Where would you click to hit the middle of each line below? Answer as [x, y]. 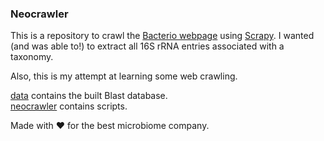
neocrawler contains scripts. [69, 106]
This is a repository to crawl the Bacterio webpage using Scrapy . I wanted [162, 36]
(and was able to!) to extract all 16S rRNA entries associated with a [147, 46]
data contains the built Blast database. [89, 96]
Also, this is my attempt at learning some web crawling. [124, 76]
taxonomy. [32, 57]
